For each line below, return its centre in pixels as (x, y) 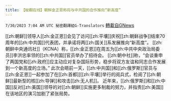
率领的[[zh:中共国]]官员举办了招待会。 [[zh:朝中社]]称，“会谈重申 (95, 55)
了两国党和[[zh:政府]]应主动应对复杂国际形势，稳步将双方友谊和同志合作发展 (86, 61)
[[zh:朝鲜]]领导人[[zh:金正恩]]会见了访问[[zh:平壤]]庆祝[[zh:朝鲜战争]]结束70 (85, 36)
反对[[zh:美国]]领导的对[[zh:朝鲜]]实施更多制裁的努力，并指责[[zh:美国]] (88, 87)
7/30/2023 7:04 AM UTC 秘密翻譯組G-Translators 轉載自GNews (70, 25)
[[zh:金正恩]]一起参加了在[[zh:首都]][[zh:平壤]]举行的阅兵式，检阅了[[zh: (81, 74)
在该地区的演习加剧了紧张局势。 (39, 93)
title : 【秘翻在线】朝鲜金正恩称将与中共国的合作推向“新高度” (63, 10)
